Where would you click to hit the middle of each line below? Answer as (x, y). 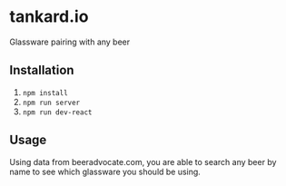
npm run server (51, 103)
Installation (42, 70)
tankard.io (49, 17)
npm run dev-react (57, 112)
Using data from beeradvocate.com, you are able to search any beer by (143, 162)
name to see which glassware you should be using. (105, 171)
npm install (45, 93)
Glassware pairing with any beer (70, 42)
